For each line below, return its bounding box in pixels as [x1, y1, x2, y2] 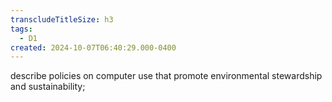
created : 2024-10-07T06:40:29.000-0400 [10, 42, 177, 53]
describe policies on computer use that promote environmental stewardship [10, 70, 323, 82]
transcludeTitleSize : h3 [10, 14, 114, 25]
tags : [10, 24, 33, 34]
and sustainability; [10, 81, 86, 93]
